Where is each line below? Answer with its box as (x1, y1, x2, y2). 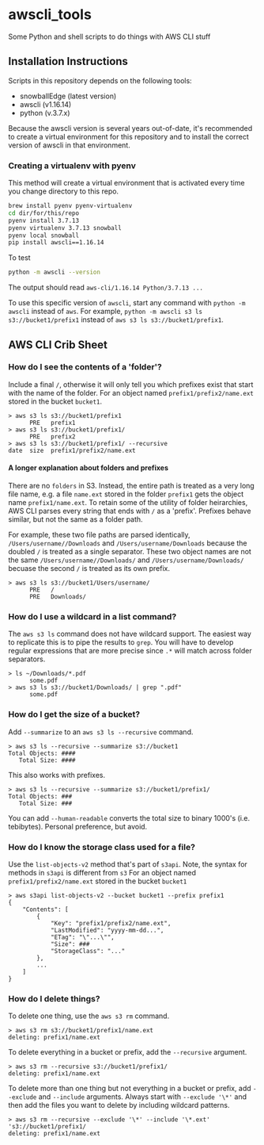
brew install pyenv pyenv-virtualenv (8, 202, 133, 210)
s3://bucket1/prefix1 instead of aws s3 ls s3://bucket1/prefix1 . (8, 315, 224, 324)
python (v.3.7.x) (19, 108, 70, 117)
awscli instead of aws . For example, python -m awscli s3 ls (8, 307, 203, 316)
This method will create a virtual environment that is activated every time (8, 178, 245, 188)
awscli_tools (8, 6, 92, 24)
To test (8, 253, 31, 262)
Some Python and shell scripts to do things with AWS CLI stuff (8, 32, 211, 41)
